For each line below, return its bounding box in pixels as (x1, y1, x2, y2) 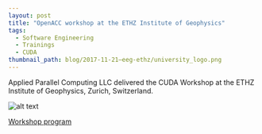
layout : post (8, 11, 52, 20)
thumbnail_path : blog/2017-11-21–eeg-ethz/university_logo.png (8, 56, 222, 64)
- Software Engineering (15, 33, 94, 42)
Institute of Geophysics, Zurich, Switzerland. (8, 86, 153, 95)
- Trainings (15, 41, 56, 49)
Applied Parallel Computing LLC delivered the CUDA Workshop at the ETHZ (8, 77, 255, 87)
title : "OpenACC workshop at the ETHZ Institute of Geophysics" (8, 19, 225, 27)
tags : (8, 26, 26, 34)
